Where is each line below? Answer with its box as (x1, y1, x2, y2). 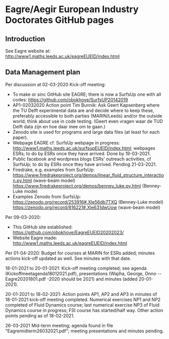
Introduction (5, 34, 46, 43)
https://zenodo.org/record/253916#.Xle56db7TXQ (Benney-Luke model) (12, 199, 163, 205)
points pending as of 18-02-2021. (5, 313, 75, 319)
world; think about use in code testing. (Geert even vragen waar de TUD (12, 118, 163, 124)
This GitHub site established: (12, 224, 73, 230)
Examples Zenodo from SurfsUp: (12, 194, 81, 200)
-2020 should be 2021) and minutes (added (47, 276, 138, 282)
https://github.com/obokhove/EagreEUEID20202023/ (12, 229, 124, 235)
